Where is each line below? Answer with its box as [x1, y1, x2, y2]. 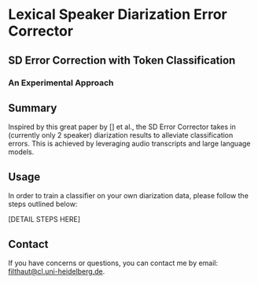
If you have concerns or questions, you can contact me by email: [8, 258, 219, 267]
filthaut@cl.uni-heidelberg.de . [8, 266, 105, 276]
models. [8, 147, 35, 157]
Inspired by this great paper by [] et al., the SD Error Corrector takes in [8, 122, 236, 131]
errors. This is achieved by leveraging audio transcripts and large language [8, 139, 251, 149]
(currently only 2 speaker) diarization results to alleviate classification [8, 131, 234, 140]
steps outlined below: [8, 199, 78, 209]
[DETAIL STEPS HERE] [8, 215, 81, 224]
